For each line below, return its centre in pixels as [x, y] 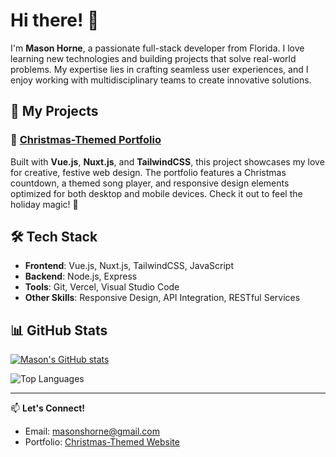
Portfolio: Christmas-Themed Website [102, 442]
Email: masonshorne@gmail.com [92, 431]
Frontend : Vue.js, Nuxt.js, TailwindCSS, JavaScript [129, 266]
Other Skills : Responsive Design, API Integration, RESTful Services [162, 298]
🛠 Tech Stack [54, 237]
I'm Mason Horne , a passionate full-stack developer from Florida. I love [157, 48]
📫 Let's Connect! [47, 408]
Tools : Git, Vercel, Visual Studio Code [102, 287]
